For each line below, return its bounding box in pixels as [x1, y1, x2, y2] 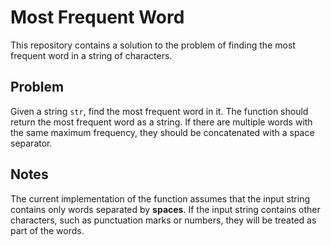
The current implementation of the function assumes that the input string [10, 192, 311, 205]
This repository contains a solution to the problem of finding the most [10, 39, 296, 51]
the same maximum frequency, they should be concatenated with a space [10, 126, 315, 138]
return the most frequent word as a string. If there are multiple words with [10, 116, 313, 128]
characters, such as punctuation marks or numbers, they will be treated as [10, 214, 317, 226]
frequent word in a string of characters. [10, 49, 173, 61]
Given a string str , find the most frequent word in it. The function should [10, 105, 309, 117]
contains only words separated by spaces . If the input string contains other [10, 203, 321, 215]
